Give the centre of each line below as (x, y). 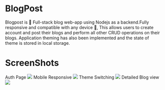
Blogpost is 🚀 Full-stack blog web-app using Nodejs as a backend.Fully (77, 22)
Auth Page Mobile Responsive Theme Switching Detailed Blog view (82, 77)
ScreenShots (32, 63)
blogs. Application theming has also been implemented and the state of (77, 38)
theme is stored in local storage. (38, 43)
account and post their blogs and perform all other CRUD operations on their (82, 32)
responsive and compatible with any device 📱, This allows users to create (79, 27)
